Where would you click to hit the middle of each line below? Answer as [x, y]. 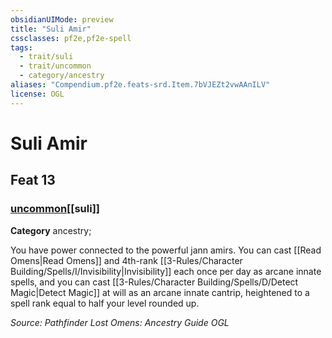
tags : [21, 47]
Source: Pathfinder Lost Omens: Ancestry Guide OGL [120, 322]
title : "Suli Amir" [51, 29]
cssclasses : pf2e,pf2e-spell [71, 38]
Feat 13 [33, 180]
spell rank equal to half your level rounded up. [105, 303]
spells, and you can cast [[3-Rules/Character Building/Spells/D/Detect [154, 282]
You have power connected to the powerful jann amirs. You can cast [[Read [166, 250]
